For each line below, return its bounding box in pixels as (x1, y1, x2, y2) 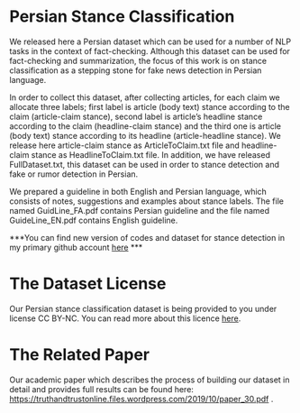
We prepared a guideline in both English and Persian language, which (9, 186, 268, 197)
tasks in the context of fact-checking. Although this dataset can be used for (9, 45, 291, 56)
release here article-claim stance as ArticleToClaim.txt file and (9, 140, 241, 151)
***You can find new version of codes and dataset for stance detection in (9, 232, 286, 243)
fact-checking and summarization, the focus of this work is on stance (9, 55, 268, 66)
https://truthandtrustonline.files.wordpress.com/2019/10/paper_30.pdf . (9, 393, 274, 404)
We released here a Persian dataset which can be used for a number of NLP (9, 36, 291, 47)
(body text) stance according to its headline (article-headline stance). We (9, 130, 281, 141)
